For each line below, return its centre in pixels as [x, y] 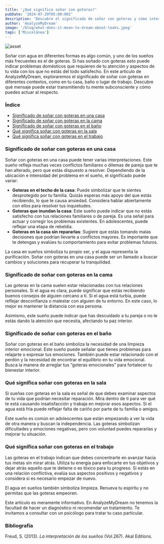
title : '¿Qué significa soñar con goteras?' [51, 10]
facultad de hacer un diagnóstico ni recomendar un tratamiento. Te [72, 508]
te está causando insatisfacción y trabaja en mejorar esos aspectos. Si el [78, 404]
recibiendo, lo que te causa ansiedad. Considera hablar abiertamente [82, 200]
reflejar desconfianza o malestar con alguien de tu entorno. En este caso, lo [81, 301]
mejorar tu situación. [26, 434]
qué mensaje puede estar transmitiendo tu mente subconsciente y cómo [78, 87]
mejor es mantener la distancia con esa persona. [54, 306]
